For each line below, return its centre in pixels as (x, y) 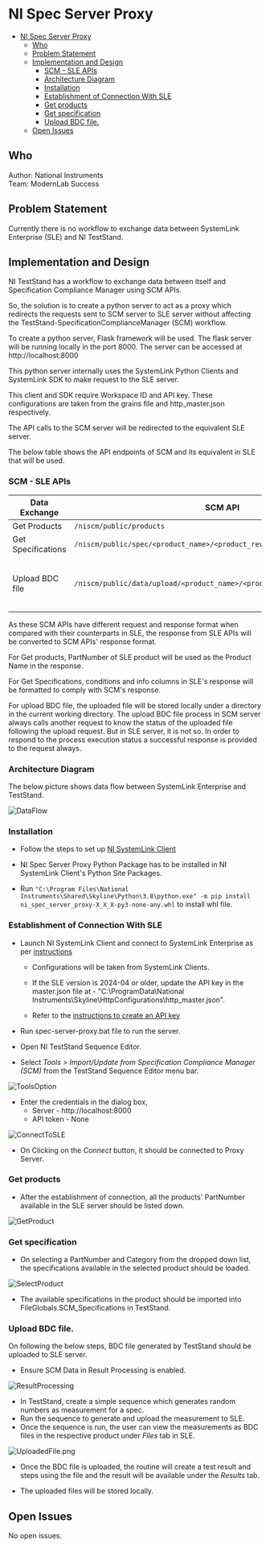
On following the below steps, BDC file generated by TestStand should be (130, 1346)
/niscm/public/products (120, 526)
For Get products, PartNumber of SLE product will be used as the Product (130, 657)
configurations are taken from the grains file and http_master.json (117, 404)
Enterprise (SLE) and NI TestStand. (66, 237)
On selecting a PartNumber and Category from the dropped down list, (135, 1260)
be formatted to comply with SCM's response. (84, 690)
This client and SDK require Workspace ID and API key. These (110, 395)
